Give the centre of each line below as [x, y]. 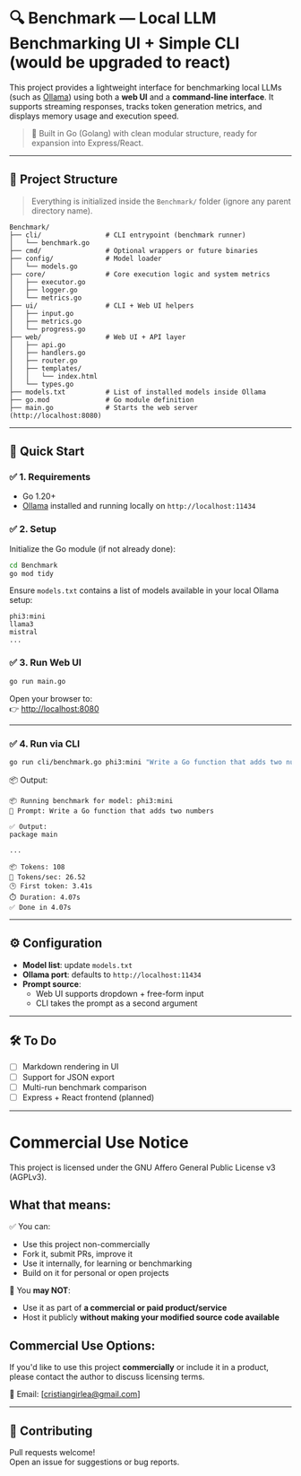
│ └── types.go [42, 384]
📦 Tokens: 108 [37, 867]
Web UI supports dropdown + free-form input [120, 993]
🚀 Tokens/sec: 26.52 [48, 877]
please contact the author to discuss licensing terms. [107, 1377]
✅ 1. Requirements [50, 477]
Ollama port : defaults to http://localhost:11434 [112, 974]
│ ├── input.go [42, 313]
